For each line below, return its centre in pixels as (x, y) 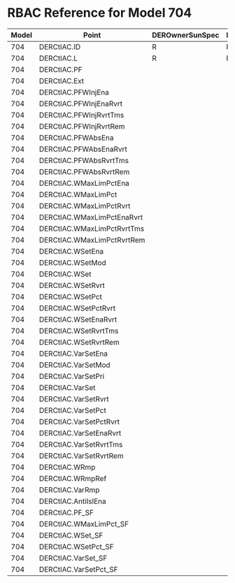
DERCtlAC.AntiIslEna (72, 501)
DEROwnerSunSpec (186, 35)
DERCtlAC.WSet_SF (71, 535)
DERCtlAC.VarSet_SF (73, 558)
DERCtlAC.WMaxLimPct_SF (84, 524)
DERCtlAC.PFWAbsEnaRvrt (83, 149)
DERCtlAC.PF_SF (66, 512)
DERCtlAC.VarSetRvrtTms (81, 444)
